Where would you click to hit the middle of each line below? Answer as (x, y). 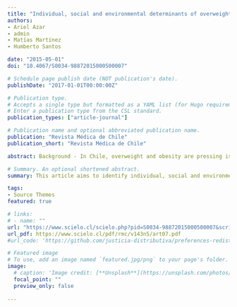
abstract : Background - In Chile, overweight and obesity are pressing (115, 156)
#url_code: (23, 241)
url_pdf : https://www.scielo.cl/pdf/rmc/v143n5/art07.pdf (94, 234)
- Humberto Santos (34, 47)
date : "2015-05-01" (36, 60)
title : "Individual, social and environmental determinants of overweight (120, 14)
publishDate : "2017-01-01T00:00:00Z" (63, 85)
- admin (19, 34)
